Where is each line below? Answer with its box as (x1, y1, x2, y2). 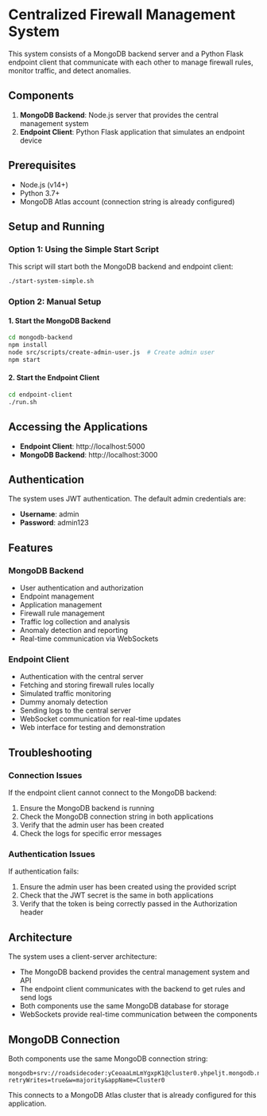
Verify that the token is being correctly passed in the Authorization (19, 899, 238, 909)
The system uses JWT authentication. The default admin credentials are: (8, 494, 246, 504)
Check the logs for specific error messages (19, 829, 162, 838)
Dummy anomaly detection (19, 697, 109, 707)
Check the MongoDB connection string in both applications (19, 811, 214, 821)
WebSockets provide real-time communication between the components (19, 1010, 258, 1020)
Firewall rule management (19, 608, 105, 619)
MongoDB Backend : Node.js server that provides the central (19, 110, 219, 120)
